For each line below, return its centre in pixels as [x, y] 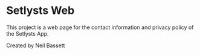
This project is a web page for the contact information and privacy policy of [100, 27]
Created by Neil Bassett [36, 45]
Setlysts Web [40, 11]
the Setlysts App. [28, 33]
